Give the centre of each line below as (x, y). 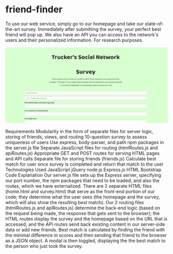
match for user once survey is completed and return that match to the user (84, 164)
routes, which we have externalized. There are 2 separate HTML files (79, 186)
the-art (13, 29)
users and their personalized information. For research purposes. (74, 40)
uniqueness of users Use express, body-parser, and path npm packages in (84, 142)
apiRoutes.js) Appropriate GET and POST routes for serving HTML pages (82, 153)
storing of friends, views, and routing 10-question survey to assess (76, 137)
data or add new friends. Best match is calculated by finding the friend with (85, 229)
